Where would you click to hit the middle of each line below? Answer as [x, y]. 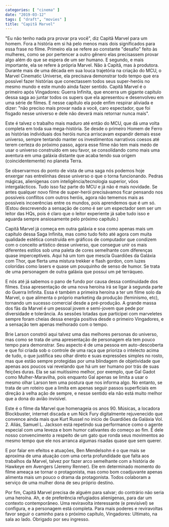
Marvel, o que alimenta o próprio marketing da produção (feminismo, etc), [82, 298]
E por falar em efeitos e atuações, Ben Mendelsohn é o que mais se [75, 451]
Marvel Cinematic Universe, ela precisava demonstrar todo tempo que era [82, 76]
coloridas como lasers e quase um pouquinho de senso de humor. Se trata [83, 266]
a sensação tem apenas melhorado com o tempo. [57, 324]
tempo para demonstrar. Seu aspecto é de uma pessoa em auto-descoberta [84, 345]
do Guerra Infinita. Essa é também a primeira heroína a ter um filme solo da [83, 292]
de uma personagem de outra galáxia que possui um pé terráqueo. [75, 272]
